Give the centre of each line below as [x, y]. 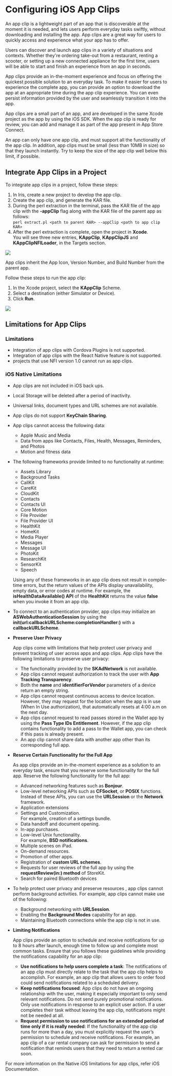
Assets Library [36, 471]
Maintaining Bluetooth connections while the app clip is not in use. [90, 920]
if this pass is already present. [52, 734]
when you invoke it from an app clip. [51, 601]
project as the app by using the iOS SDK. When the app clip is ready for [81, 119]
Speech [28, 570]
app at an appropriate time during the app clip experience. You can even [82, 92]
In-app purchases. [40, 829]
